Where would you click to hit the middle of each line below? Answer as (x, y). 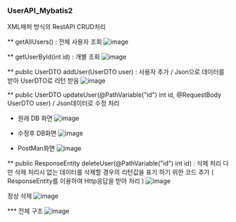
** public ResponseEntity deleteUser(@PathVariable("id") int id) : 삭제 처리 (114, 163)
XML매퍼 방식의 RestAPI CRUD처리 (57, 27)
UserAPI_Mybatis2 (40, 11)
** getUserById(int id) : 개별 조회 (54, 57)
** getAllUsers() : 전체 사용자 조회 (55, 42)
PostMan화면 (36, 148)
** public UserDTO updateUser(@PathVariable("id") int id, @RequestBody (114, 95)
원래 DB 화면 (35, 118)
